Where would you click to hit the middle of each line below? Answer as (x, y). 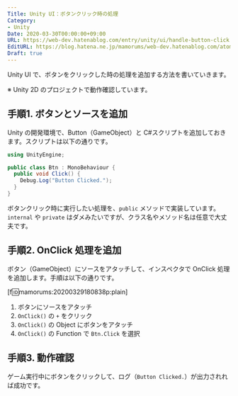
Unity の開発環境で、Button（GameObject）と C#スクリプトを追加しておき (117, 132)
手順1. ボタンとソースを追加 (68, 114)
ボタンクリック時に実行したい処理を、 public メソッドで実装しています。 (114, 208)
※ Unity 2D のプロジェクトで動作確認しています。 (79, 89)
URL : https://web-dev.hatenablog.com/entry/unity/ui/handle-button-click (119, 40)
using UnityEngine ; (36, 154)
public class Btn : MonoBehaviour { (61, 167)
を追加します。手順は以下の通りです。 (63, 278)
